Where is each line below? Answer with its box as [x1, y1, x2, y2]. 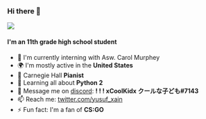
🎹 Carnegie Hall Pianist [17, 71, 85, 79]
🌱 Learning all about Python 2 [17, 78, 103, 86]
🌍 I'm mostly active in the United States [17, 61, 133, 69]
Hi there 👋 [7, 6, 42, 16]
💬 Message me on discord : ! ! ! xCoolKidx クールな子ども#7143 [17, 86, 199, 95]
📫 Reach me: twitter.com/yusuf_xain [17, 95, 123, 103]
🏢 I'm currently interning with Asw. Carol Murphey [17, 53, 160, 61]
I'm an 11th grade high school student [7, 38, 117, 46]
